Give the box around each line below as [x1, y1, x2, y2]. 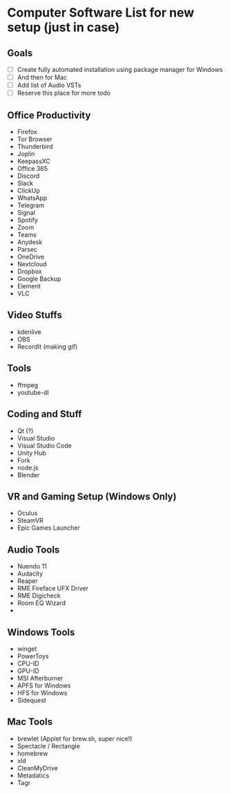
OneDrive [17, 252, 45, 261]
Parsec [17, 246, 38, 254]
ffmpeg [17, 380, 39, 389]
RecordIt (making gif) [17, 342, 78, 351]
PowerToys [17, 652, 49, 660]
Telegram [17, 201, 45, 210]
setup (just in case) [7, 19, 120, 35]
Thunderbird [17, 142, 53, 151]
